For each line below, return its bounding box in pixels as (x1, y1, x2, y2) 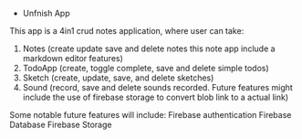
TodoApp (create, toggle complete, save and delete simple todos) (22, 63, 269, 73)
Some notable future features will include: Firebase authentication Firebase (9, 110, 292, 120)
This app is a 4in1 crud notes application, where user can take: (9, 26, 245, 36)
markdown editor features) (22, 53, 123, 63)
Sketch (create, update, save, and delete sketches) (22, 72, 214, 83)
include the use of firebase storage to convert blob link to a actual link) (22, 91, 289, 102)
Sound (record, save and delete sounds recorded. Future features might (22, 82, 294, 92)
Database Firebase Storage (9, 119, 112, 130)
